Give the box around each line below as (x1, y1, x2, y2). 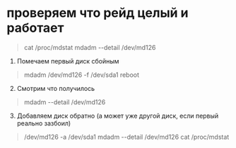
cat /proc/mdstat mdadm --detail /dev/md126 (23, 43, 156, 51)
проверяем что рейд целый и (6, 5, 189, 21)
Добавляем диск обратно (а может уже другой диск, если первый (16, 111, 219, 120)
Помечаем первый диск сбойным (16, 56, 119, 65)
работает (6, 20, 64, 36)
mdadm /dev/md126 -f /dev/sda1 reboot (23, 70, 139, 79)
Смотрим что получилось (16, 84, 95, 92)
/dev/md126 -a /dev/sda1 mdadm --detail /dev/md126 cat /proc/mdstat (23, 132, 230, 141)
